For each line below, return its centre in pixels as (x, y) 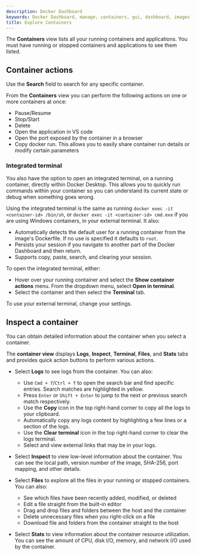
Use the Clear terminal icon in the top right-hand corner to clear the (106, 433)
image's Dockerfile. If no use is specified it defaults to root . (86, 239)
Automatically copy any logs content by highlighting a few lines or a (105, 421)
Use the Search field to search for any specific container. (75, 84)
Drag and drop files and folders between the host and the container (105, 510)
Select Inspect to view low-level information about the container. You (98, 457)
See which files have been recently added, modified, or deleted (100, 498)
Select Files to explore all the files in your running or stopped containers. (102, 480)
